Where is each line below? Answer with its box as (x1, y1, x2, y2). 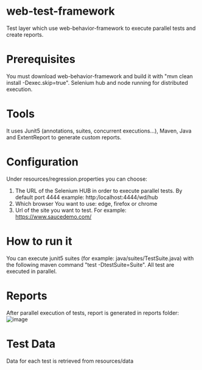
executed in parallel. (6, 267, 57, 275)
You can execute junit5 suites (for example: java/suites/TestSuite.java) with (6, 255, 194, 262)
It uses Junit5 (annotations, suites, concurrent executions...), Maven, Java (6, 127, 192, 134)
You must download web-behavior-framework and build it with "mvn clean (6, 72, 193, 80)
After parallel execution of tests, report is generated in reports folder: (6, 309, 179, 316)
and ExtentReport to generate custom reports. (6, 133, 122, 141)
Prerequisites (6, 53, 76, 67)
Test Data (6, 337, 56, 350)
